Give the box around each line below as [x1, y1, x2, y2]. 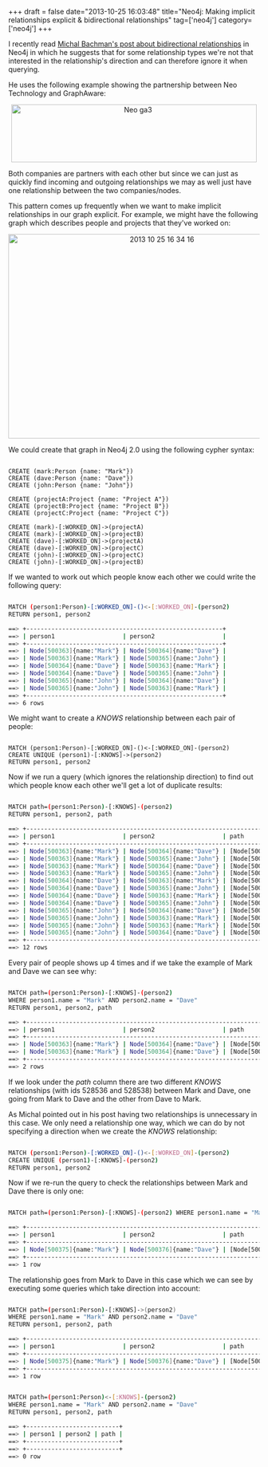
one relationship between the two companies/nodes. [8, 186, 182, 195]
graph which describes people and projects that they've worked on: [8, 219, 231, 227]
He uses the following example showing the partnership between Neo [8, 80, 238, 89]
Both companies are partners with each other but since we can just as [8, 169, 238, 178]
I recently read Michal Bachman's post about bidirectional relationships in [8, 39, 250, 49]
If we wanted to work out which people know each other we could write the [8, 572, 257, 582]
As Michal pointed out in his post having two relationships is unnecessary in [8, 1109, 258, 1119]
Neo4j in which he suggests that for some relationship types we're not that [8, 48, 254, 57]
